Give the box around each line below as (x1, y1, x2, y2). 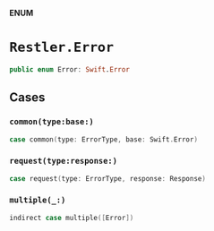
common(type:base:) (9, 116, 94, 127)
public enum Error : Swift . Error (9, 64, 130, 74)
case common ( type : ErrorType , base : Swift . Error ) (9, 134, 199, 144)
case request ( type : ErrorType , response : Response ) (9, 174, 206, 183)
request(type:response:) (9, 156, 118, 167)
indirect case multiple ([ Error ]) (9, 213, 134, 222)
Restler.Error (9, 39, 115, 56)
